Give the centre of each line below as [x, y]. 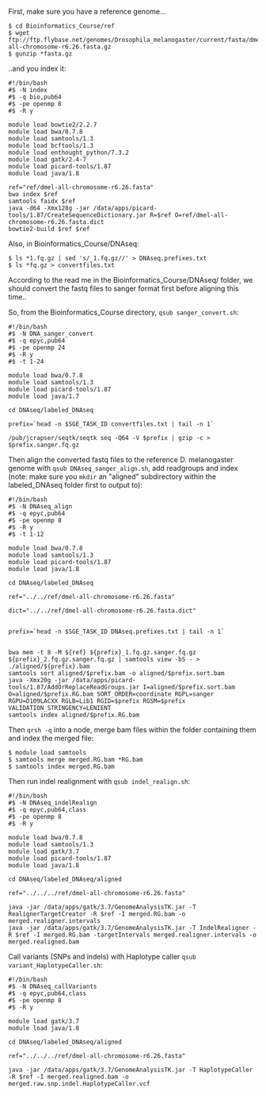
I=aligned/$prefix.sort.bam [189, 687]
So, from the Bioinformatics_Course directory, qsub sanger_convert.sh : [123, 312]
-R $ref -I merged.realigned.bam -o [68, 1077]
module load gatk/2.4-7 [47, 160]
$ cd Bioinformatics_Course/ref [61, 26]
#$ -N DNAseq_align [40, 507]
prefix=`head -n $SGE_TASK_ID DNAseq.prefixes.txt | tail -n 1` [116, 631]
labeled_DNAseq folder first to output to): [75, 485]
